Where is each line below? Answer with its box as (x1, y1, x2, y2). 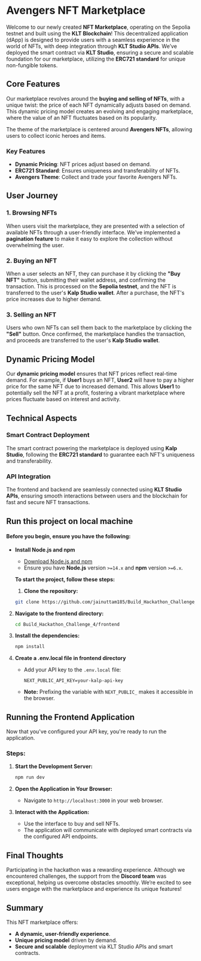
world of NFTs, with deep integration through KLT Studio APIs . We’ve (6, 43, 178, 50)
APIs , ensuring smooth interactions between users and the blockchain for (6, 492, 188, 499)
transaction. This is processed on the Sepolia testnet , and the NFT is (6, 283, 176, 290)
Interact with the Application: (14, 809, 90, 816)
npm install (14, 644, 45, 650)
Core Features (6, 79, 60, 89)
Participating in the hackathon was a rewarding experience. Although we (6, 866, 185, 873)
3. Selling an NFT (6, 310, 57, 318)
